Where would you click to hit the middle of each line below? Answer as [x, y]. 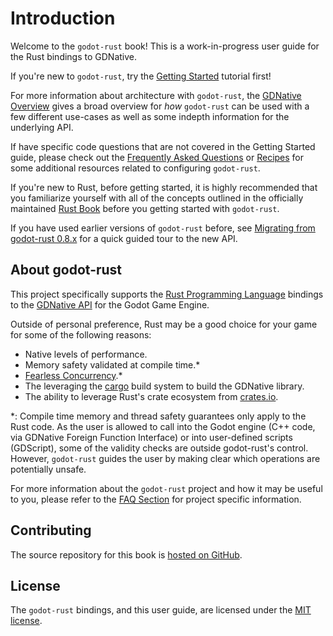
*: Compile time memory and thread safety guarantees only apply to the [158, 416]
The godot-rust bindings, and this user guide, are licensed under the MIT [161, 610]
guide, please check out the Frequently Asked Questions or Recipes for [157, 157]
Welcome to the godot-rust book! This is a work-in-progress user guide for [165, 46]
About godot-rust [66, 270]
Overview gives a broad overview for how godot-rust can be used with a [160, 106]
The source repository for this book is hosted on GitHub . [126, 554]
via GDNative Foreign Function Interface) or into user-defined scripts [151, 437]
